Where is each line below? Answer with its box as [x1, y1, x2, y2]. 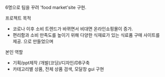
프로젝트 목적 [5, 15, 31, 21]
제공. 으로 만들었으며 [12, 38, 54, 44]
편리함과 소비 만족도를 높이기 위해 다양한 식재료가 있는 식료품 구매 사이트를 [12, 32, 160, 38]
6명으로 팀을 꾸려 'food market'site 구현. [5, 5, 87, 10]
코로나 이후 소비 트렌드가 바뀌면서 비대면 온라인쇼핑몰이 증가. [12, 26, 133, 32]
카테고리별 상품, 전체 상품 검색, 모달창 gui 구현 [12, 66, 104, 72]
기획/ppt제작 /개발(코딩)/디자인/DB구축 [12, 60, 90, 65]
